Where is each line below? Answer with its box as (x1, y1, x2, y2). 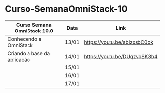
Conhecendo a (7, 35, 42, 42)
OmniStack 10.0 (14, 27, 53, 34)
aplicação (7, 56, 30, 62)
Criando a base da (7, 50, 50, 57)
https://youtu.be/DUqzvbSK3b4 (84, 53, 158, 60)
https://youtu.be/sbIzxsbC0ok (84, 38, 154, 45)
